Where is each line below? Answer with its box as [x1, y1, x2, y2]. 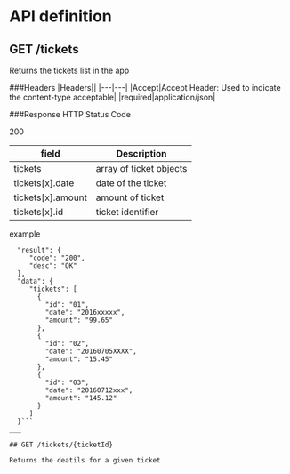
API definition [9, 6, 113, 27]
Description [116, 148, 167, 159]
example [9, 229, 41, 239]
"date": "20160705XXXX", [44, 347, 138, 356]
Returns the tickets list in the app [9, 65, 130, 76]
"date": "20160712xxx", [44, 386, 133, 395]
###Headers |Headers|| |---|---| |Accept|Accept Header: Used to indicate [9, 83, 282, 92]
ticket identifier [95, 206, 159, 218]
